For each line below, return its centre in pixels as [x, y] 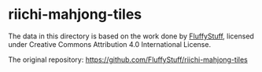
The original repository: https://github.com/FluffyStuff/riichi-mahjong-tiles [128, 59]
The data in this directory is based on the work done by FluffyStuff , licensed [131, 36]
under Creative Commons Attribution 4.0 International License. [109, 44]
